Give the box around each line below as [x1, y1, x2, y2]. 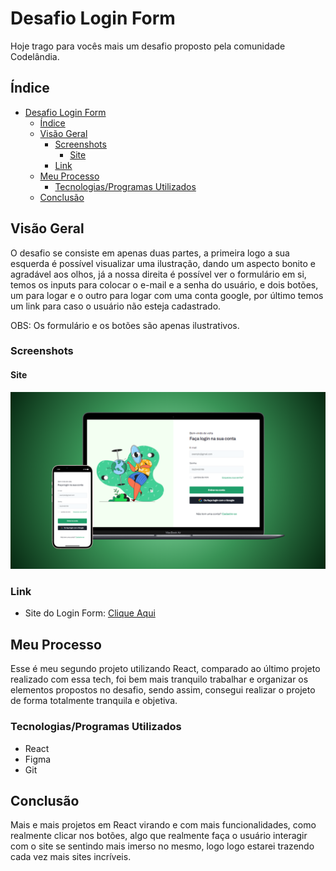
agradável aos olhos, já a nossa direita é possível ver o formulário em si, [10, 268, 307, 280]
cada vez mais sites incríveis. [10, 851, 132, 863]
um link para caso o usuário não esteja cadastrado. [10, 300, 222, 312]
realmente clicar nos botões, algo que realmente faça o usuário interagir [10, 830, 308, 842]
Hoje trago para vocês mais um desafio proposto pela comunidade [10, 40, 286, 52]
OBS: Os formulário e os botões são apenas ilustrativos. [10, 319, 240, 331]
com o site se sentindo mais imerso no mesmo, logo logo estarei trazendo [10, 840, 315, 852]
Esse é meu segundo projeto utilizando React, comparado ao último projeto [10, 663, 321, 675]
